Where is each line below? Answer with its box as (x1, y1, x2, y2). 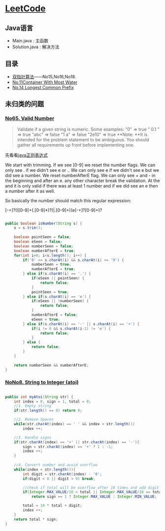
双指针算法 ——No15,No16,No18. (12, 73, 76, 79)
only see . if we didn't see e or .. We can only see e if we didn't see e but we (5, 167, 160, 173)
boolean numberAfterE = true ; (14, 248, 76, 253)
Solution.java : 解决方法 (12, 44, 60, 50)
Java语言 (5, 24, 33, 32)
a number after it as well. (5, 188, 55, 194)
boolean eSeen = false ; (14, 239, 63, 244)
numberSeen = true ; (31, 262, 71, 267)
